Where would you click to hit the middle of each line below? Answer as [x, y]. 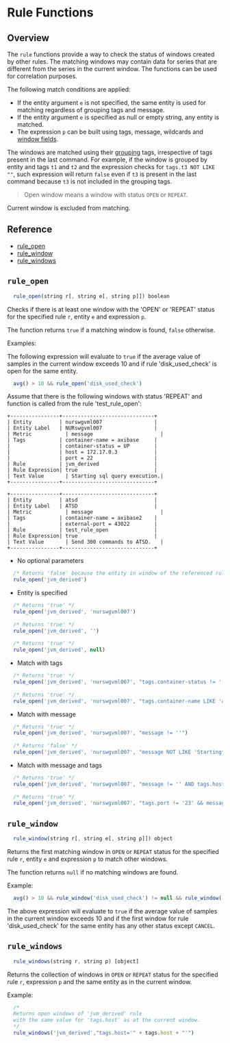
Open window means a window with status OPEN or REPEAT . [106, 194]
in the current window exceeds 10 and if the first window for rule [98, 918]
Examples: [22, 343]
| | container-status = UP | [82, 447]
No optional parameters [50, 561]
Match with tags [40, 663]
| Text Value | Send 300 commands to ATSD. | [86, 542]
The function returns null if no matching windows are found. [93, 872]
